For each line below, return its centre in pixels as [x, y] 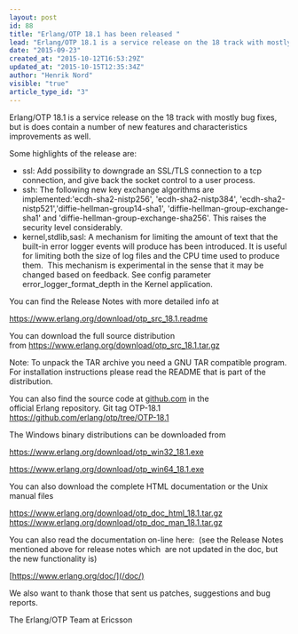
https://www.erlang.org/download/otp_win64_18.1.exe [107, 469]
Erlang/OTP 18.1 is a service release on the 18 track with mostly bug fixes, [143, 117]
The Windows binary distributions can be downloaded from [118, 434]
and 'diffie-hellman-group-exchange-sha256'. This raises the [155, 218]
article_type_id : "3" [49, 92]
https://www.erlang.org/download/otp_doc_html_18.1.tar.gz [116, 513]
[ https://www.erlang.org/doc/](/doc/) [77, 575]
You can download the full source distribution [92, 335]
